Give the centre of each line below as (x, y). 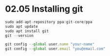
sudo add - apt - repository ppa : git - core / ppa (49, 22)
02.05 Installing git (44, 9)
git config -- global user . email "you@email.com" (55, 49)
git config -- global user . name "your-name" (50, 44)
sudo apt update (21, 26)
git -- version (19, 36)
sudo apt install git (27, 31)
